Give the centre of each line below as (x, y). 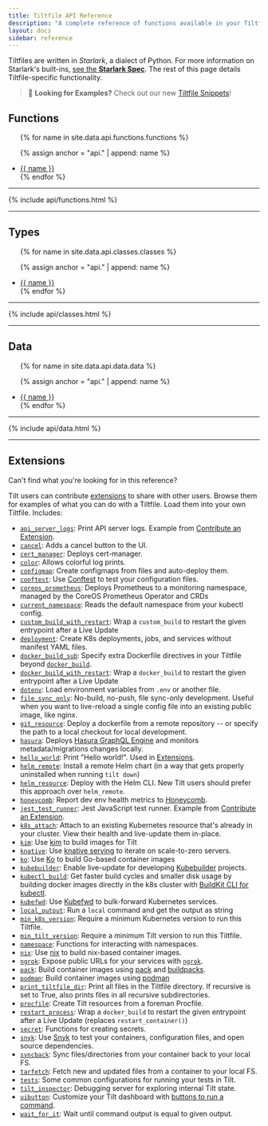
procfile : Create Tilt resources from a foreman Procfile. (112, 1003)
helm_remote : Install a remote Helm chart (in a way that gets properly (132, 765)
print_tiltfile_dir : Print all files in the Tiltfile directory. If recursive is (135, 986)
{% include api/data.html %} (55, 428)
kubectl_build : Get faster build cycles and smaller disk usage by (126, 876)
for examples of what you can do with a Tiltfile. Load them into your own (127, 504)
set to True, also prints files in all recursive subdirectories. (115, 994)
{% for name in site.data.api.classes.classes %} (98, 252)
